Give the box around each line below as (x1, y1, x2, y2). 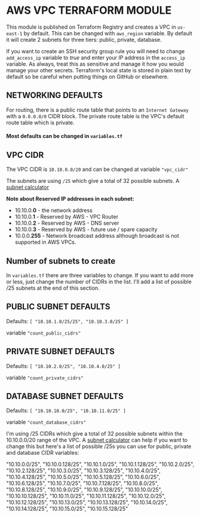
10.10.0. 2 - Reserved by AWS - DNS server (14, 219, 119, 227)
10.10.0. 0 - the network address (14, 207, 93, 214)
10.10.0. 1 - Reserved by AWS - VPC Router (14, 213, 118, 220)
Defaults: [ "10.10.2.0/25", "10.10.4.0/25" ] (6, 362, 121, 369)
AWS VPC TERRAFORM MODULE (6, 4, 172, 17)
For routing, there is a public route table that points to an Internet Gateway (6, 106, 189, 114)
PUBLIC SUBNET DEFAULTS (6, 302, 110, 312)
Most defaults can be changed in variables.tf (6, 133, 123, 140)
